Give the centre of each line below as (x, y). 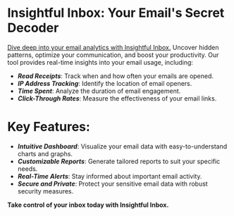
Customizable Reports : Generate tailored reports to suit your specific (119, 161)
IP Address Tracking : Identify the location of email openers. (105, 83)
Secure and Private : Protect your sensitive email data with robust (112, 184)
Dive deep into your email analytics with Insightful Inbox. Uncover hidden (113, 47)
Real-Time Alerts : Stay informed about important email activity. (110, 176)
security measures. (45, 191)
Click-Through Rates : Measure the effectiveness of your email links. (117, 98)
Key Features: (49, 127)
